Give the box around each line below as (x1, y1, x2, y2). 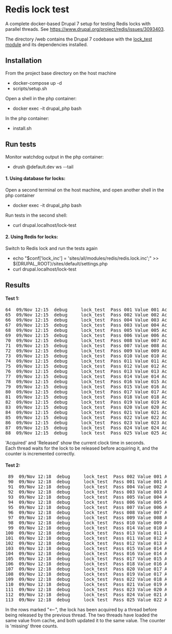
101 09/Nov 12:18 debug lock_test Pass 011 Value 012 (5, 535, 162, 541)
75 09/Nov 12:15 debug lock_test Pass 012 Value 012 (5, 363, 160, 369)
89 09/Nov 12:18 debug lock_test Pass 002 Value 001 (8, 473, 162, 479)
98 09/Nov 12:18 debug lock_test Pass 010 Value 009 (8, 520, 162, 526)
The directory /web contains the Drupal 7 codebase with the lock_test (5, 36, 153, 42)
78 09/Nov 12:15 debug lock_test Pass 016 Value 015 (5, 378, 160, 385)
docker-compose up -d (12, 80, 62, 86)
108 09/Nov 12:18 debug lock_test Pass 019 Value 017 (5, 571, 162, 577)
